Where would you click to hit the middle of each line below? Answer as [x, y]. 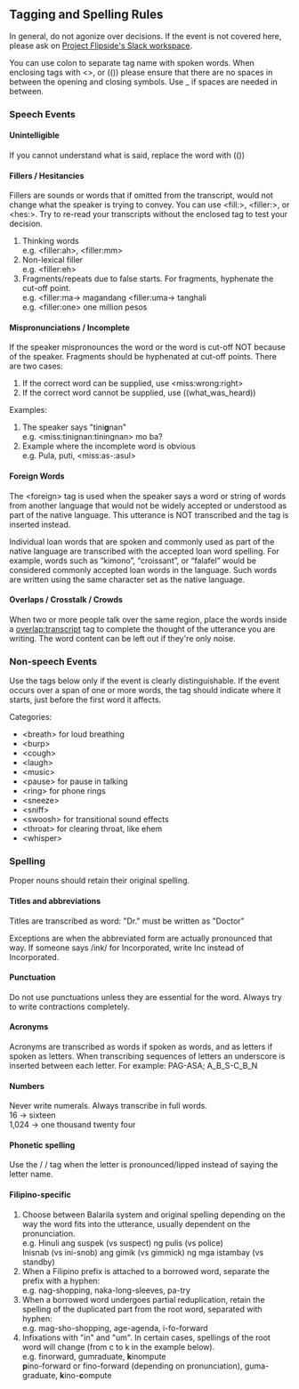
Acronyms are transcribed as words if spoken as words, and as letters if [141, 1046]
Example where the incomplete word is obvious [109, 446]
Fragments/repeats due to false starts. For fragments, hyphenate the [148, 279]
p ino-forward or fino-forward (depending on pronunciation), [132, 1366]
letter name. [31, 1175]
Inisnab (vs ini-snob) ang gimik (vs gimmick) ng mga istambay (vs [143, 1252]
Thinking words [51, 241]
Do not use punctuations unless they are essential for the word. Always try [145, 997]
